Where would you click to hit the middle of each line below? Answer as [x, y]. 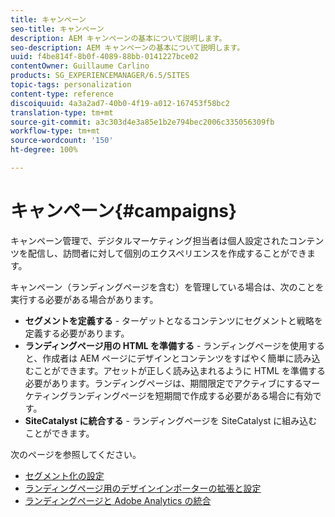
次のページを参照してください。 [76, 454]
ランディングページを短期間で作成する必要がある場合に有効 [190, 395]
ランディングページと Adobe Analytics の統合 [118, 500]
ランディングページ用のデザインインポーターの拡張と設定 [143, 488]
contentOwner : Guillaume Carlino [80, 66]
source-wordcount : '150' [62, 141]
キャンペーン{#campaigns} [124, 211]
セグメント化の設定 [64, 475]
